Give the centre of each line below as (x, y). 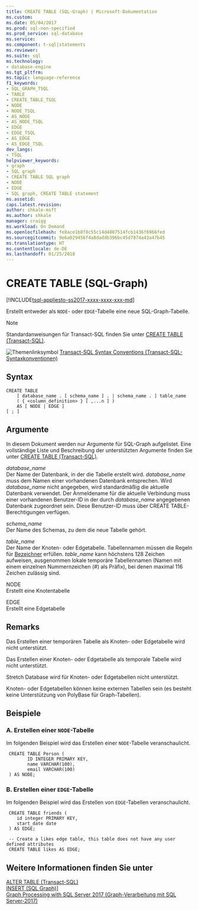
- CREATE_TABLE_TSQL (32, 100)
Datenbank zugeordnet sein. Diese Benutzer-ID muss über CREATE (88, 506)
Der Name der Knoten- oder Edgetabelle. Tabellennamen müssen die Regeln (99, 547)
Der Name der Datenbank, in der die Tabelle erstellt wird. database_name (96, 474)
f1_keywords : (22, 84)
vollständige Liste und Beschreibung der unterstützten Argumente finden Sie (99, 450)
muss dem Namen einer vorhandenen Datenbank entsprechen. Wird (89, 480)
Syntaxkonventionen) (32, 359)
